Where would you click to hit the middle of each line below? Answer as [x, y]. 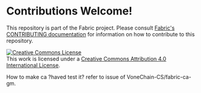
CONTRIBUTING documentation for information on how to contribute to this [101, 34]
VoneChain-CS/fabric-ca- [159, 77]
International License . [33, 65]
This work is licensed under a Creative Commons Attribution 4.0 [87, 59]
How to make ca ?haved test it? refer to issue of [66, 77]
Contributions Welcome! [69, 11]
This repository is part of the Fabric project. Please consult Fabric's [90, 28]
